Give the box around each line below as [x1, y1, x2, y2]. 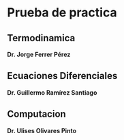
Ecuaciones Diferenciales [7, 70, 118, 82]
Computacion [7, 108, 66, 120]
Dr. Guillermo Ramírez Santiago [7, 88, 97, 97]
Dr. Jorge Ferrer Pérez [7, 50, 71, 58]
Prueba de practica [7, 5, 117, 21]
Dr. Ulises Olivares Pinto [7, 126, 77, 135]
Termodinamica [7, 32, 76, 44]
